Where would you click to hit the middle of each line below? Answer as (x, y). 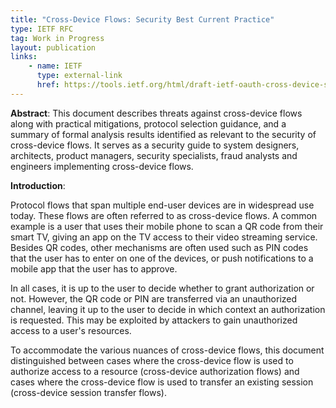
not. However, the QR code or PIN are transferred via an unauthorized (154, 298)
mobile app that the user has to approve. (94, 268)
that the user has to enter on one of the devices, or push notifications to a (162, 258)
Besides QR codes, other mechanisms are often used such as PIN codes (159, 247)
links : (24, 57)
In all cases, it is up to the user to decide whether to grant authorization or (162, 288)
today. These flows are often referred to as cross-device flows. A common (164, 215)
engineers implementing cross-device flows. (102, 166)
